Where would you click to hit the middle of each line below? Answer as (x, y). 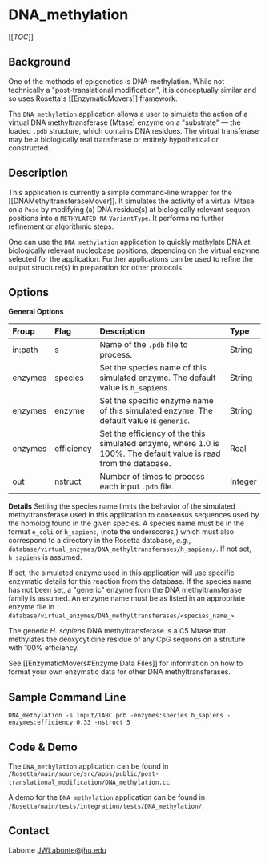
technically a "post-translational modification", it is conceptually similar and (132, 90)
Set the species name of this (153, 368)
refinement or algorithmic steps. (61, 226)
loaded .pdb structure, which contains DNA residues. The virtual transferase (134, 130)
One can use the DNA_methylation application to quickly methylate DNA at (129, 242)
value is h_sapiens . (134, 388)
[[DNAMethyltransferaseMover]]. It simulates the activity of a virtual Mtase (131, 201)
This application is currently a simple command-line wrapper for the (120, 192)
